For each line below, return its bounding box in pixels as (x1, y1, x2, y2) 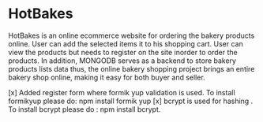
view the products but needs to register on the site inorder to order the (8, 47, 239, 57)
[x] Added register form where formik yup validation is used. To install (8, 87, 235, 97)
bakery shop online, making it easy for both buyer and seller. (8, 72, 205, 82)
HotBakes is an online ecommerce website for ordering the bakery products (8, 31, 255, 40)
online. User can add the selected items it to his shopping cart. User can (8, 39, 243, 48)
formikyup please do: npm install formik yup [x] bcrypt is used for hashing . (8, 96, 254, 105)
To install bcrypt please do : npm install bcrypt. (8, 104, 161, 114)
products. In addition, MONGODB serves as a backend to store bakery (8, 56, 237, 65)
